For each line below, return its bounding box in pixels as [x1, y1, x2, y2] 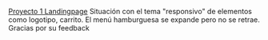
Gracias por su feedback [8, 24, 90, 32]
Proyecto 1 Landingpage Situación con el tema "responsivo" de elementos [8, 7, 252, 16]
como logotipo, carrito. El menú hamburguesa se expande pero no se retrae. [8, 15, 260, 24]
